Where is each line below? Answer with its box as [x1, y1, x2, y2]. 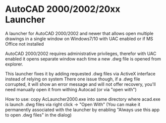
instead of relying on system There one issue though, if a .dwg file [5, 76, 140, 82]
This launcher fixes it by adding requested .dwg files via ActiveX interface [5, 70, 156, 76]
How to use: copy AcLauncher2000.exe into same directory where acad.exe [5, 96, 161, 102]
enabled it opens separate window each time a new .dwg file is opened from [5, 56, 161, 61]
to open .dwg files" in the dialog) [5, 112, 72, 118]
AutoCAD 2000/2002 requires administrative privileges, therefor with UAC [5, 51, 157, 57]
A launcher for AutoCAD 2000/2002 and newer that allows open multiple [5, 30, 154, 36]
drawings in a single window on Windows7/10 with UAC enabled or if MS [5, 36, 154, 42]
